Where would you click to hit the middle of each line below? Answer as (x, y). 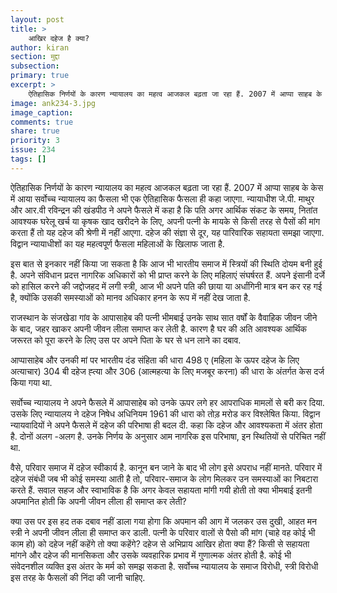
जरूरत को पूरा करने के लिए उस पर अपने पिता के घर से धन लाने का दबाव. (126, 340)
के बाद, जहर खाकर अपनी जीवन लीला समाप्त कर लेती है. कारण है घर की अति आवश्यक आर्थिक (159, 328)
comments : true (42, 122)
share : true (35, 131)
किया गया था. (31, 382)
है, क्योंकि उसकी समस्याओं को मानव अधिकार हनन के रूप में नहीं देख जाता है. (130, 297)
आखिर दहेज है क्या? (59, 38)
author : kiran (40, 47)
